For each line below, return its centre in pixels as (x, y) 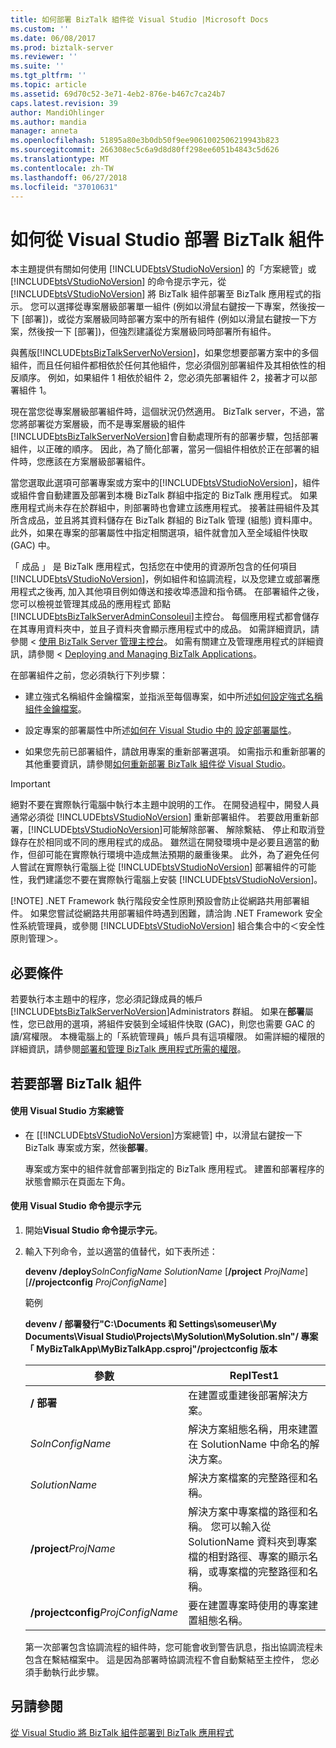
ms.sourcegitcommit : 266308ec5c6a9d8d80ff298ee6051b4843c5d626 (145, 150)
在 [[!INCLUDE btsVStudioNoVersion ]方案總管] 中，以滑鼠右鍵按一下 (163, 1135)
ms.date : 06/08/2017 (53, 38)
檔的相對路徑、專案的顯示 (248, 1556)
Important (30, 784)
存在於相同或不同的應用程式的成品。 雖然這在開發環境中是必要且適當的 (164, 842)
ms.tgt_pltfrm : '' (48, 76)
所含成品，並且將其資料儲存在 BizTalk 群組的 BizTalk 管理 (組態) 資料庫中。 (164, 520)
